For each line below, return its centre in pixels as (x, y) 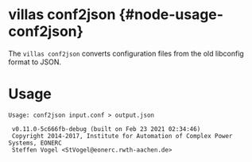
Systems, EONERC (35, 143)
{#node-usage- (171, 15)
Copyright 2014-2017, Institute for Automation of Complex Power (122, 136)
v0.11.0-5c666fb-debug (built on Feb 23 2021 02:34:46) (106, 129)
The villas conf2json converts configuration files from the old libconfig (126, 53)
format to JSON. (35, 62)
